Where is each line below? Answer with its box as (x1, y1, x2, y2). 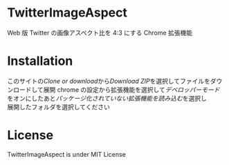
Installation (7, 53, 73, 69)
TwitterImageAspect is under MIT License (7, 150, 127, 158)
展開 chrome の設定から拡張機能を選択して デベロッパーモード (43, 85, 220, 94)
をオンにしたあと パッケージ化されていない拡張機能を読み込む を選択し (7, 94, 208, 102)
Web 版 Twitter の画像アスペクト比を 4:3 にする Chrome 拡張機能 (7, 28, 193, 37)
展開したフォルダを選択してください (7, 102, 111, 111)
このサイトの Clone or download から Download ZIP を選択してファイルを (7, 77, 211, 85)
